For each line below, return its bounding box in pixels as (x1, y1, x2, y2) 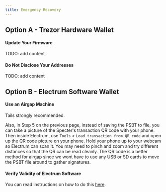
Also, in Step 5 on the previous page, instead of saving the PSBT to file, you (5, 122, 160, 128)
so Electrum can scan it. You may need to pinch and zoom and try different (5, 143, 159, 149)
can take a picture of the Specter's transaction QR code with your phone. (5, 127, 155, 133)
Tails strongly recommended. (5, 112, 65, 118)
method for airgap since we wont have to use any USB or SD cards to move (5, 154, 160, 160)
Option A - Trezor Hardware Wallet (5, 26, 114, 34)
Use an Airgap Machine (5, 101, 55, 107)
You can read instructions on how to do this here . (5, 182, 106, 188)
